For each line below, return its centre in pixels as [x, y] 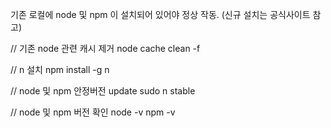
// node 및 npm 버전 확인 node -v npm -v [93, 112]
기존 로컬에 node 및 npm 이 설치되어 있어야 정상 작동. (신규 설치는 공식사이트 [160, 14]
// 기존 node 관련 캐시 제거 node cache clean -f [105, 48]
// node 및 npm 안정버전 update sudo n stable [103, 91]
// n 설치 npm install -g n [60, 69]
